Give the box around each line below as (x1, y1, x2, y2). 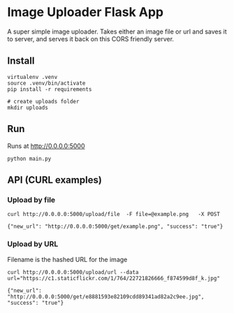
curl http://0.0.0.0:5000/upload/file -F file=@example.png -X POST (7, 211, 220, 218)
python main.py (7, 155, 52, 162)
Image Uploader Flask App (7, 4, 164, 20)
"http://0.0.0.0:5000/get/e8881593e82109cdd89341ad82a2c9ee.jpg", (7, 293, 205, 300)
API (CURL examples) (7, 174, 103, 186)
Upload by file (7, 195, 56, 205)
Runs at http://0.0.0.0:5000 (7, 141, 85, 150)
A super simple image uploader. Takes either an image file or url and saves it (7, 27, 227, 36)
